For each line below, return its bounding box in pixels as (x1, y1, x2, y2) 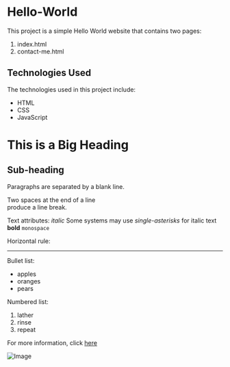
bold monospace (7, 223, 50, 231)
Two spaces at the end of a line (7, 196, 96, 204)
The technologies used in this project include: (7, 85, 136, 93)
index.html (16, 40, 47, 48)
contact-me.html (16, 47, 64, 55)
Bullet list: (7, 256, 35, 264)
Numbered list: (7, 297, 49, 305)
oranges (16, 277, 41, 285)
